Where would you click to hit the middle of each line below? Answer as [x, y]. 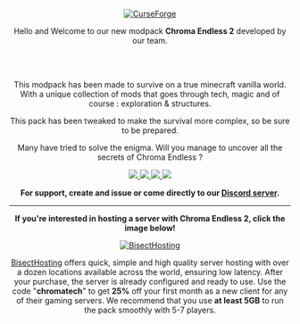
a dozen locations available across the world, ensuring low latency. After [150, 272]
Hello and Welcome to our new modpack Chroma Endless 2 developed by [150, 31]
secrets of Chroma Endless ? [150, 157]
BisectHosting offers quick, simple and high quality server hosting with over [150, 262]
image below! [150, 228]
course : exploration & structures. [150, 104]
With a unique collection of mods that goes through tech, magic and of [150, 94]
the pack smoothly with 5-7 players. [150, 310]
